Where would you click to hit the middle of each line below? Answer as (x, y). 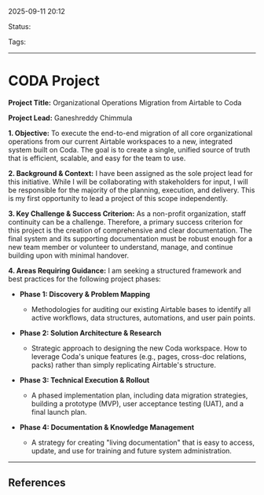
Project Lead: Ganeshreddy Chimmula (70, 118)
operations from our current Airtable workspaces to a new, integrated (121, 141)
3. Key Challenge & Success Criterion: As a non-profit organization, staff (127, 213)
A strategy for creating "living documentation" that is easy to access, (143, 442)
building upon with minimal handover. (69, 255)
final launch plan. (59, 412)
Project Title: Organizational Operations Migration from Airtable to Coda (125, 102)
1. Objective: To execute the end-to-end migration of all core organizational (130, 133)
